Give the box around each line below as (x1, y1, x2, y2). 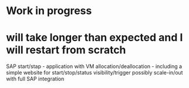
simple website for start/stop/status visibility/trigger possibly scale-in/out (6, 69, 183, 76)
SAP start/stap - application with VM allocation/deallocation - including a (6, 63, 183, 70)
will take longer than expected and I (6, 31, 183, 45)
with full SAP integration (6, 75, 65, 83)
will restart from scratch (6, 43, 126, 57)
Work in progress (6, 4, 92, 18)
